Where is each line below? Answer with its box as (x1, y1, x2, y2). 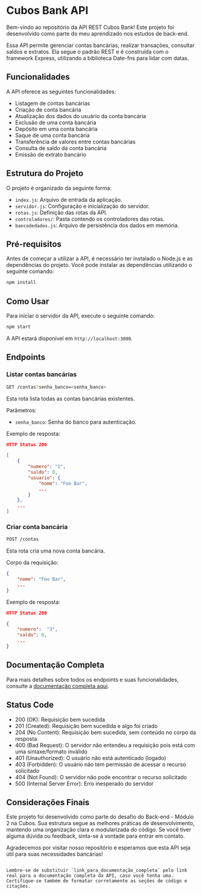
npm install (6, 280, 36, 286)
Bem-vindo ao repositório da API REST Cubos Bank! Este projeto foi (6, 24, 174, 31)
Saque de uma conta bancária (14, 131, 90, 139)
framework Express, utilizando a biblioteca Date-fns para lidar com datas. (6, 54, 189, 61)
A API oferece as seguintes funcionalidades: (6, 88, 116, 95)
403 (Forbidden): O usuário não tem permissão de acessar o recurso (14, 761, 186, 768)
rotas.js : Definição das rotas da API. (14, 209, 107, 216)
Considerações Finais (6, 797, 90, 808)
